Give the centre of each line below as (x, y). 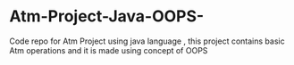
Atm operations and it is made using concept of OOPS (109, 50)
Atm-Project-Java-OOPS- (107, 16)
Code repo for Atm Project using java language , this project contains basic (147, 41)
